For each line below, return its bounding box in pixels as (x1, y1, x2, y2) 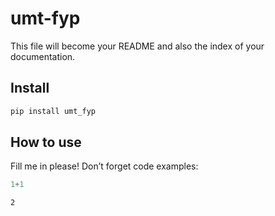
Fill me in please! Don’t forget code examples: (10, 160, 199, 172)
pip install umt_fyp (10, 106, 97, 116)
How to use (10, 134, 82, 151)
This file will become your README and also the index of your (10, 40, 265, 52)
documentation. (10, 50, 76, 62)
